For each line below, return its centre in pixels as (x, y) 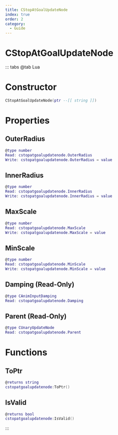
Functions (26, 352)
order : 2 (14, 19)
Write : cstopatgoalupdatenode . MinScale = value (56, 269)
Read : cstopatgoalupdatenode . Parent (43, 332)
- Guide (18, 28)
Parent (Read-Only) (36, 316)
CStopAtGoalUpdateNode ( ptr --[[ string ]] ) (51, 100)
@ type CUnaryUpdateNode (30, 328)
